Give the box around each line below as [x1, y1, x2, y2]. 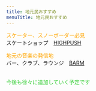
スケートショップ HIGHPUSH [6, 39, 82, 46]
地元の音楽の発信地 [6, 51, 54, 59]
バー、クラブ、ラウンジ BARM [6, 59, 85, 66]
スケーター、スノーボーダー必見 [6, 31, 85, 39]
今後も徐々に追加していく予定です [6, 78, 91, 86]
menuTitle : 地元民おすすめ [6, 14, 68, 20]
